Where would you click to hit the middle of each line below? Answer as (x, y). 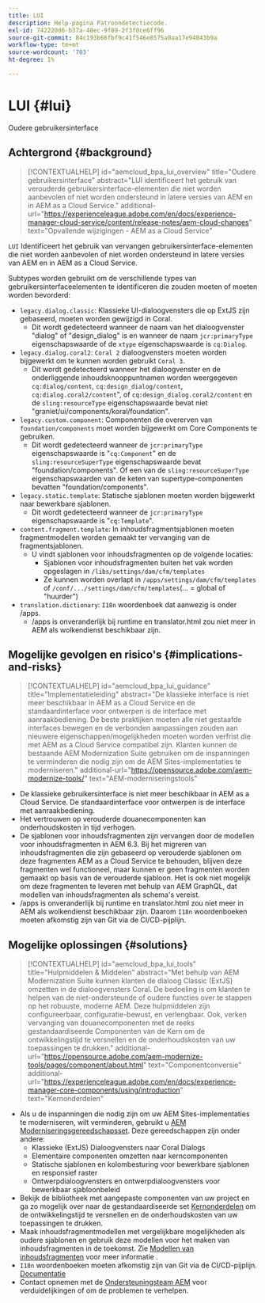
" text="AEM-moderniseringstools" (141, 779)
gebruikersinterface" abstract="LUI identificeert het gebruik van (132, 180)
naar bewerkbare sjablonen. (65, 503)
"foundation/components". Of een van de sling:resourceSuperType (140, 470)
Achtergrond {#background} (80, 152)
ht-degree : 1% (32, 60)
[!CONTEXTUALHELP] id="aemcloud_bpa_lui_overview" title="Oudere (142, 172)
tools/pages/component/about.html (85, 1065)
